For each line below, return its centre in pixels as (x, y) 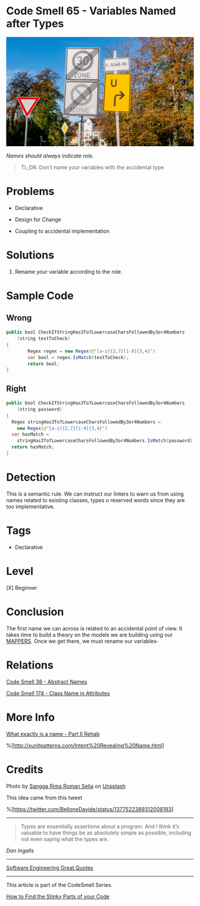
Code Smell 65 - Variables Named (91, 11)
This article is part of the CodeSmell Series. (60, 885)
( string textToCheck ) (43, 339)
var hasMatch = (30, 435)
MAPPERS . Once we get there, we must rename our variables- (83, 641)
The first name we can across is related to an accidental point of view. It (94, 628)
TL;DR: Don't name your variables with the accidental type (92, 168)
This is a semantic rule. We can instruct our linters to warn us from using (95, 494)
